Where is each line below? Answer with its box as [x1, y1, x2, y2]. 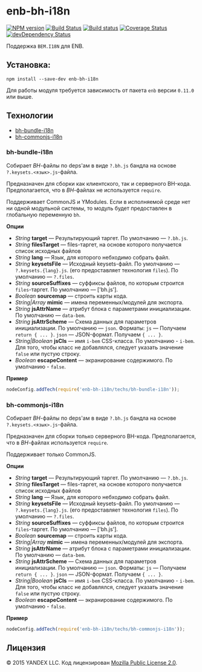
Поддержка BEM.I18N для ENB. [6, 42, 84, 50]
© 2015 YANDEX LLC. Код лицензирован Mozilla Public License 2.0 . [6, 659, 178, 666]
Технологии [6, 111, 53, 121]
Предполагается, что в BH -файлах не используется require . [6, 186, 162, 194]
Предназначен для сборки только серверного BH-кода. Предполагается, [6, 432, 197, 440]
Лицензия [6, 643, 46, 653]
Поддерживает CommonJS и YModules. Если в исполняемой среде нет [6, 198, 191, 205]
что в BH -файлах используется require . [6, 439, 109, 446]
